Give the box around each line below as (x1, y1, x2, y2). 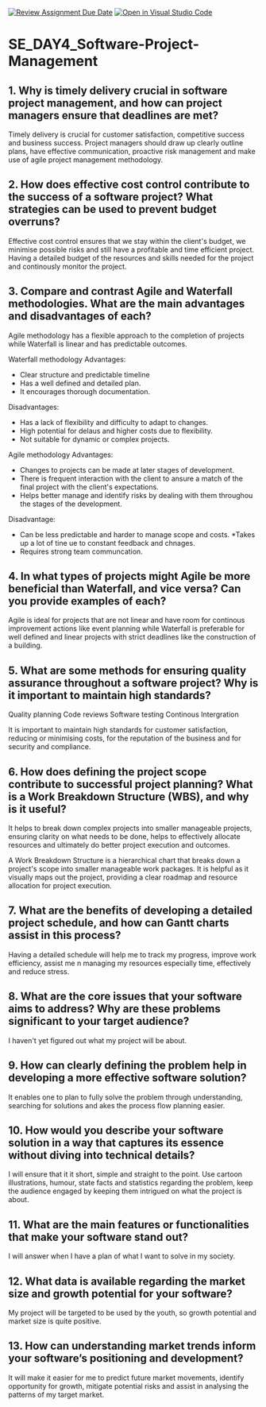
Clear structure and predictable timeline (19, 369, 150, 379)
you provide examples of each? (8, 594, 167, 608)
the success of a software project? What (8, 191, 213, 204)
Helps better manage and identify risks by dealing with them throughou (19, 490, 253, 500)
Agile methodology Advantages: (8, 450, 114, 459)
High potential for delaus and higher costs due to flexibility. (19, 426, 213, 435)
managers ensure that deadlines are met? (8, 108, 219, 122)
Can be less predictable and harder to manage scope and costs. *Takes (19, 529, 256, 539)
